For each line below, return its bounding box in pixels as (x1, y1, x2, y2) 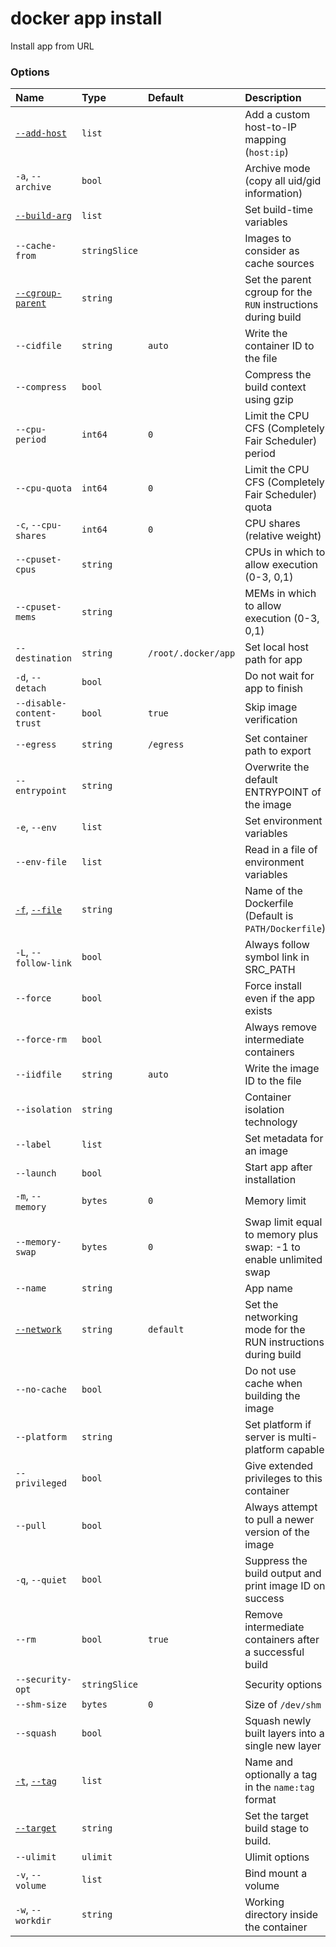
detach (15, 683, 47, 694)
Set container (244, 732, 308, 746)
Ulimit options (244, 1850, 310, 1864)
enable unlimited (244, 1253, 323, 1267)
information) (244, 187, 303, 201)
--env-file (15, 857, 67, 868)
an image (244, 1144, 288, 1158)
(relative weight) (244, 529, 322, 543)
